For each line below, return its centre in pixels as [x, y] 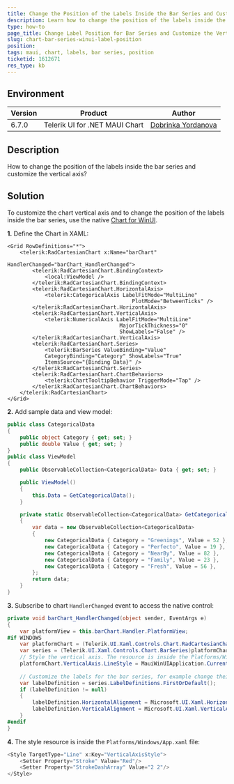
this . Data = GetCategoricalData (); [84, 495]
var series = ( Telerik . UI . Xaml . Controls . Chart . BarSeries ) [106, 651]
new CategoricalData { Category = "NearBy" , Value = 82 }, [132, 553]
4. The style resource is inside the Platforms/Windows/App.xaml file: [104, 741]
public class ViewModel [42, 457]
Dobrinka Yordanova [184, 125]
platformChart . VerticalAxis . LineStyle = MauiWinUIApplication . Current [124, 664]
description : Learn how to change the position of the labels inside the [117, 20]
